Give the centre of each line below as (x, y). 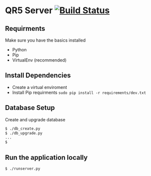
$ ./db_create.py (23, 129)
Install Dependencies (38, 76)
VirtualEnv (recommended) (39, 60)
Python (19, 50)
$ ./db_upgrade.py (24, 133)
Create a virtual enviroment (40, 87)
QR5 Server (29, 11)
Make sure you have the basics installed (45, 40)
